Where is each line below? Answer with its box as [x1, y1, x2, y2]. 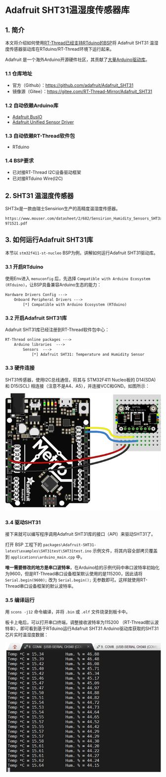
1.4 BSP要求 [5, 157, 34, 164]
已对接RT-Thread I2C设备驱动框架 [12, 169, 82, 175]
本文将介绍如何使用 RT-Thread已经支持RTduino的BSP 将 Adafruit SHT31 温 [5, 40, 154, 46]
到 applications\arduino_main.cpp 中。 [5, 554, 85, 560]
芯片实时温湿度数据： [5, 632, 48, 638]
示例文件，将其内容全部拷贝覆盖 [92, 548, 158, 554]
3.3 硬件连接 [5, 365, 35, 372]
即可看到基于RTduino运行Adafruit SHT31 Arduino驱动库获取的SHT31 [20, 625, 159, 632]
